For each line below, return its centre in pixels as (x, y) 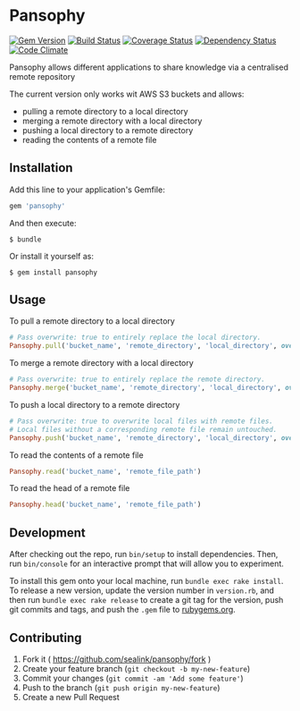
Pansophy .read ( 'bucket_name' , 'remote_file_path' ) (105, 471)
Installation (41, 168)
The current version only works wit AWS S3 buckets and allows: (127, 94)
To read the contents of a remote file (77, 455)
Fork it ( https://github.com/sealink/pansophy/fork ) (117, 659)
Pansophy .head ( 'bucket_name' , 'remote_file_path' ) (105, 505)
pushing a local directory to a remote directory (108, 130)
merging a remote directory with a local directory (112, 121)
